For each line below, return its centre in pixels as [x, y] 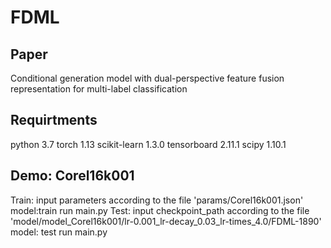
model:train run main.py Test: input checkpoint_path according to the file [160, 210]
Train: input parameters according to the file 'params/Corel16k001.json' [157, 200]
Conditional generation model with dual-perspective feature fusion [147, 78]
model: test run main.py [59, 232]
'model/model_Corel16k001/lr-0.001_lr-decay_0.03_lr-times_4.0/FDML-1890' [166, 221]
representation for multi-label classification [99, 89]
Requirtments [54, 120]
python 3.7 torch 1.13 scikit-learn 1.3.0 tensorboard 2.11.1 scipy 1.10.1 [148, 144]
